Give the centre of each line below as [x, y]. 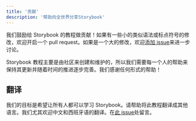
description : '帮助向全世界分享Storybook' [55, 17]
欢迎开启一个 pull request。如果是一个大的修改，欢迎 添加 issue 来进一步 [103, 42]
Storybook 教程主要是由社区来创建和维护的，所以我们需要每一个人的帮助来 [97, 62]
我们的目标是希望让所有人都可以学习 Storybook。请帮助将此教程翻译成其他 [97, 105]
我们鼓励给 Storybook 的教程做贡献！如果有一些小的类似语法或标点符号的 [95, 35]
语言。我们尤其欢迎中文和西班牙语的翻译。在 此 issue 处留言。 [81, 112]
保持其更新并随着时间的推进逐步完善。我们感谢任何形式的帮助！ [84, 69]
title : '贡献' [23, 12]
